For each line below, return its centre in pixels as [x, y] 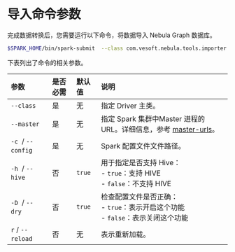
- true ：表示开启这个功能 [143, 207]
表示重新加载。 [126, 234]
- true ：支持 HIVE [131, 173]
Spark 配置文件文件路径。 [143, 146]
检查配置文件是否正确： [140, 197]
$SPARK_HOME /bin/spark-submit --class [65, 48]
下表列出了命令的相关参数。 [47, 62]
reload [22, 238]
